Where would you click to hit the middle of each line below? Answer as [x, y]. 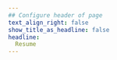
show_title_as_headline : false [59, 30]
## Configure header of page [55, 15]
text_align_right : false [48, 23]
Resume [26, 44]
